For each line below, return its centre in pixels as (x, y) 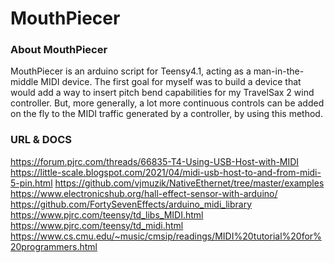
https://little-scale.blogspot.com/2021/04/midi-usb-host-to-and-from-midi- (166, 172)
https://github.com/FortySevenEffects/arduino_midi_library (131, 204)
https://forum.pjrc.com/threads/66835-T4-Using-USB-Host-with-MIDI (155, 161)
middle (24, 82)
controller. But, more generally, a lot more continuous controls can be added (167, 103)
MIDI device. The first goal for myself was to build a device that (171, 82)
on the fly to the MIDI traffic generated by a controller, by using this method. (166, 114)
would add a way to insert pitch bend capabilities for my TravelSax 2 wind (162, 93)
